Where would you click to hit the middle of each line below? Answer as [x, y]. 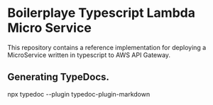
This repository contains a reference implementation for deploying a [107, 47]
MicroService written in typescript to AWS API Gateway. [89, 55]
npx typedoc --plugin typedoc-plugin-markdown [79, 94]
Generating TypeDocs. [59, 77]
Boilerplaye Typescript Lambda [101, 13]
